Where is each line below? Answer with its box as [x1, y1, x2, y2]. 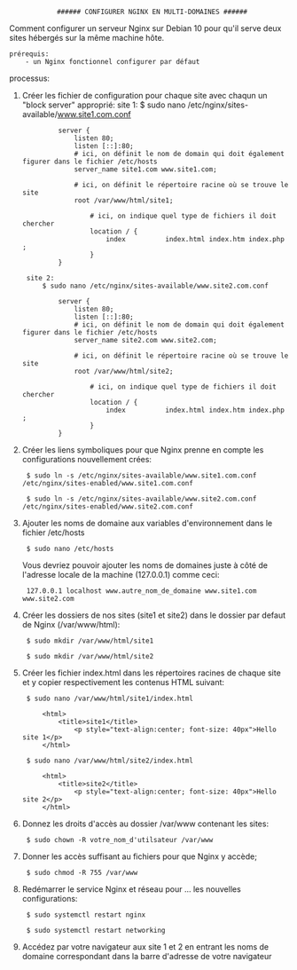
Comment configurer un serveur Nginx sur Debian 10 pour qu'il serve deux [9, 23, 282, 34]
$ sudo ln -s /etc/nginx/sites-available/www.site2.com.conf [26, 494, 257, 503]
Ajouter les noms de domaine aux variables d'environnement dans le [21, 518, 273, 528]
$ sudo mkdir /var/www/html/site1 [26, 636, 154, 645]
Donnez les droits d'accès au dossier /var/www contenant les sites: [21, 818, 269, 829]
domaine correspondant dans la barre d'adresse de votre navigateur [21, 951, 272, 961]
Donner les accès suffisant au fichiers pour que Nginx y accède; [21, 851, 257, 862]
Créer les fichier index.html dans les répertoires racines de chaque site [21, 667, 281, 678]
